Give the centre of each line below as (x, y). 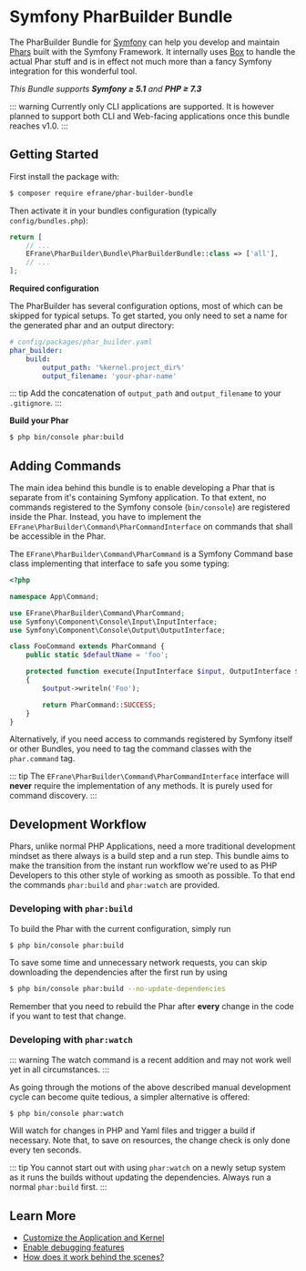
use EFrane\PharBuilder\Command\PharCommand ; (97, 613)
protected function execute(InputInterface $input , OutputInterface (158, 672)
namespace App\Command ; (55, 596)
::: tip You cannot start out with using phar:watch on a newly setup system (148, 1168)
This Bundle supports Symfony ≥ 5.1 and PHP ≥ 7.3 (106, 88)
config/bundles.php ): (49, 220)
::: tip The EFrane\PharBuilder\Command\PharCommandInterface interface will (149, 776)
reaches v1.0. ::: (39, 126)
